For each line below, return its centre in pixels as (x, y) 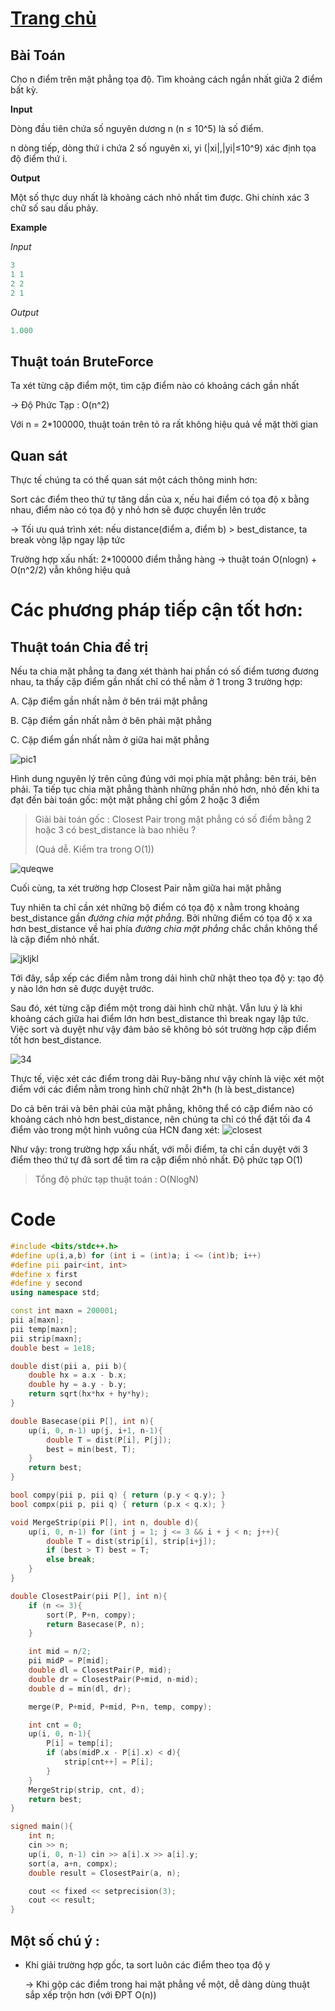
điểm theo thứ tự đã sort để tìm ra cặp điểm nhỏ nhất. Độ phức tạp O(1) (156, 1160)
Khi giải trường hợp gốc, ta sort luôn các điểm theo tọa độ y (147, 1965)
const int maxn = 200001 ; (64, 1311)
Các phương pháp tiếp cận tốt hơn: (156, 610)
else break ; (71, 1560)
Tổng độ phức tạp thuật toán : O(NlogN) (117, 1179)
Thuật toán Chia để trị (79, 647)
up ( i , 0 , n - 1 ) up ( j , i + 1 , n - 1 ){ (95, 1430)
